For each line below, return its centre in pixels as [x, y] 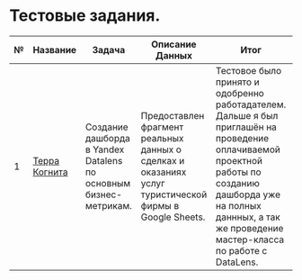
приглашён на [246, 127]
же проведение [249, 228]
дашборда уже [248, 194]
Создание [107, 127]
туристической [174, 194]
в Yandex [105, 149]
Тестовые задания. [85, 16]
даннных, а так [248, 217]
